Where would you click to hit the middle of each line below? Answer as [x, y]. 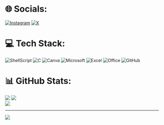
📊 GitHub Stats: [38, 81]
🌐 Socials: [26, 9]
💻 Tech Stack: [35, 44]
